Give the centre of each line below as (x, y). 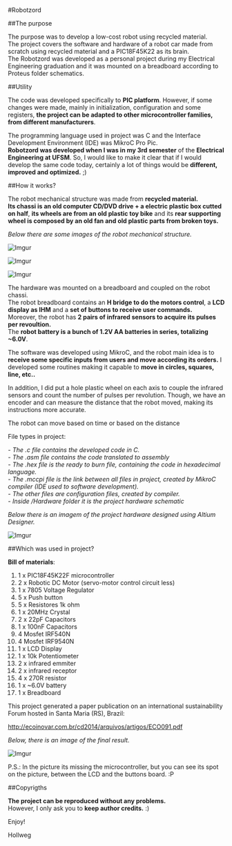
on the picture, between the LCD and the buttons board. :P (91, 774)
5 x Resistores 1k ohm (49, 604)
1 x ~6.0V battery (42, 685)
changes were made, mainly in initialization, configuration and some (104, 107)
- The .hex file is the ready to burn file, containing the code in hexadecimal (114, 464)
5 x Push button (40, 597)
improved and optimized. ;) (47, 172)
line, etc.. (22, 374)
